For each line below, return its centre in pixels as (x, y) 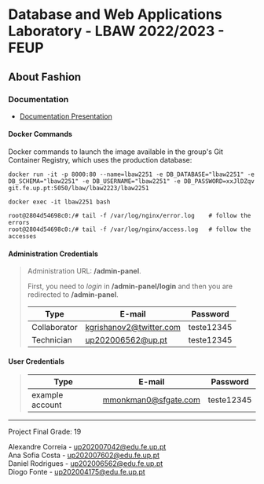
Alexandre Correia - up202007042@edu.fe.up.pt (87, 447)
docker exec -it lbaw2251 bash (59, 202)
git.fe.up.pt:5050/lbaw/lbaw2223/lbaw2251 (79, 189)
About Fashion (45, 77)
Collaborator (54, 328)
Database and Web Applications (115, 15)
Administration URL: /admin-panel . (84, 271)
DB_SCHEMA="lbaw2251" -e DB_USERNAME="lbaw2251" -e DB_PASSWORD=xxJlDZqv (132, 181)
